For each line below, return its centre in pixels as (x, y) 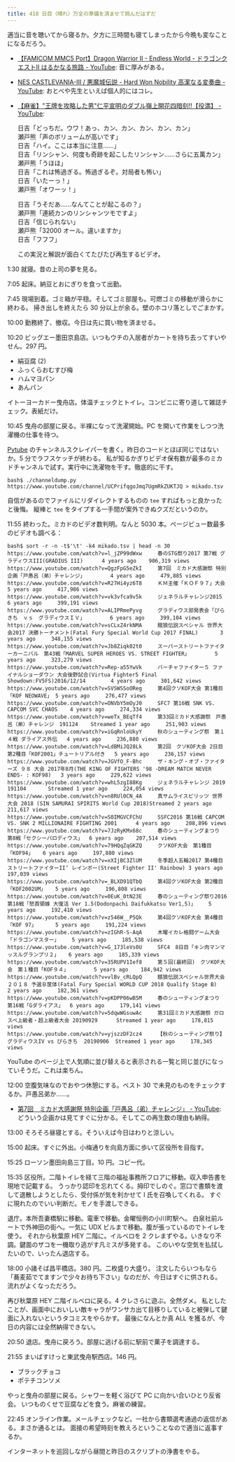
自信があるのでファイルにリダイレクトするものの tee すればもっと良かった (115, 500)
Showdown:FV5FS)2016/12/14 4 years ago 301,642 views (104, 681)
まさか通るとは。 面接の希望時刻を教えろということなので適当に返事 (118, 1428)
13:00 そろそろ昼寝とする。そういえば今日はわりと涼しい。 (93, 1132)
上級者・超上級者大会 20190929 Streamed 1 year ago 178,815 (115, 1020)
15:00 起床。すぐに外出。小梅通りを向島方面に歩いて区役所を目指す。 (107, 1147)
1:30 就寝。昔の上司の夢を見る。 (54, 269)
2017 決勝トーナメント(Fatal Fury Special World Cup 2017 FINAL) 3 (118, 633)
